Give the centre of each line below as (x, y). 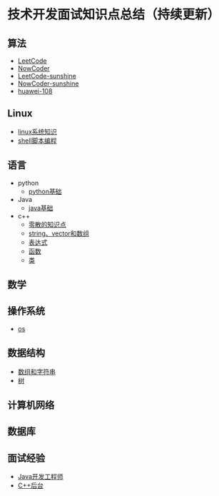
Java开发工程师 (41, 477)
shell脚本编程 (37, 141)
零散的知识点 (47, 224)
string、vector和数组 (59, 233)
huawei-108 (35, 91)
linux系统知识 (37, 131)
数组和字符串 (36, 371)
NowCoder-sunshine (48, 83)
